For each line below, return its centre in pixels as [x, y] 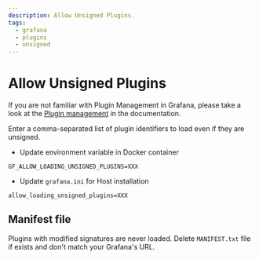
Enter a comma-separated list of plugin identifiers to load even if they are [126, 129]
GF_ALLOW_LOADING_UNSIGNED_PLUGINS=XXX [73, 167]
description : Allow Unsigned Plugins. [71, 15]
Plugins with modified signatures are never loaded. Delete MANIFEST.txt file [129, 238]
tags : [17, 23]
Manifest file [40, 219]
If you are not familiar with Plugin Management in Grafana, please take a [125, 105]
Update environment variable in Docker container [99, 152]
